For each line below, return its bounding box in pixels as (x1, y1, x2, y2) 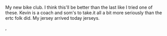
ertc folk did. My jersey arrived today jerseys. (5, 15, 100, 21)
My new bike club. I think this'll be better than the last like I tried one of (5, 5, 153, 10)
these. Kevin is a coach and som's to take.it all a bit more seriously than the (5, 10, 162, 16)
